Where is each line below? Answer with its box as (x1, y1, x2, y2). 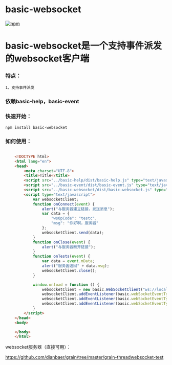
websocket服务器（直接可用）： (5, 344, 71, 350)
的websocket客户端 (5, 53, 90, 64)
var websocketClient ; (32, 197, 79, 202)
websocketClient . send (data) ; (41, 230, 104, 235)
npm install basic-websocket (5, 125, 68, 130)
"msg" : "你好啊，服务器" (51, 221, 99, 226)
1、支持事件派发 (5, 85, 35, 90)
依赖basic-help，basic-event (5, 98, 79, 105)
